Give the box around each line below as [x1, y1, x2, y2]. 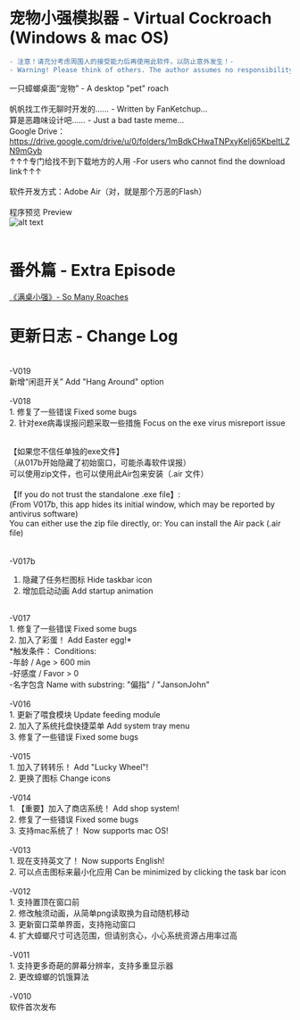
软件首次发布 [9, 1001, 56, 1012]
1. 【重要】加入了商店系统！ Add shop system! [9, 802, 180, 813]
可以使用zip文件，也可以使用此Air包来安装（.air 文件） [9, 468, 209, 478]
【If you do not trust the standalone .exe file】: [9, 488, 181, 500]
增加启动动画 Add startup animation [21, 585, 154, 596]
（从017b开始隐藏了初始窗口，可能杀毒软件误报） [9, 457, 192, 468]
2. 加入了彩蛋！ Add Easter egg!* [9, 634, 132, 645]
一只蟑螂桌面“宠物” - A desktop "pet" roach [9, 82, 170, 94]
